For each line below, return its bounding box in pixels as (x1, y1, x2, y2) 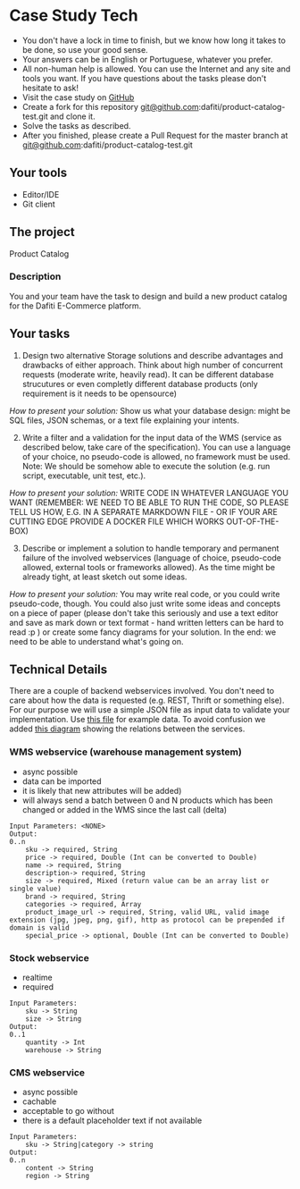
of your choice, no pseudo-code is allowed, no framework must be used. (21, 451, 291, 461)
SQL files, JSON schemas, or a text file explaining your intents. (9, 415, 239, 426)
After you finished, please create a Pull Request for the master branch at (21, 130, 288, 140)
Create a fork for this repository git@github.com (21, 101, 199, 112)
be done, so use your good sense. (21, 44, 149, 55)
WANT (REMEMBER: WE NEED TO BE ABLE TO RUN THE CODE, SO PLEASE (9, 497, 289, 508)
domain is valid (9, 923, 70, 932)
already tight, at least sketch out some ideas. (21, 571, 187, 582)
